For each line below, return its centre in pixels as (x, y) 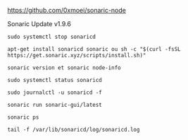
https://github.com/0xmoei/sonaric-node (67, 10)
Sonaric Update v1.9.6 (39, 24)
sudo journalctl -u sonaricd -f (55, 93)
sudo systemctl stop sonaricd (52, 37)
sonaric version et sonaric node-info (64, 68)
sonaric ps (23, 117)
